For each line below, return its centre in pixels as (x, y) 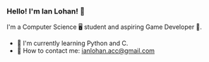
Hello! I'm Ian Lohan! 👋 (46, 11)
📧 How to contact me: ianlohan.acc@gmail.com (86, 51)
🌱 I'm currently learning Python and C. (72, 43)
